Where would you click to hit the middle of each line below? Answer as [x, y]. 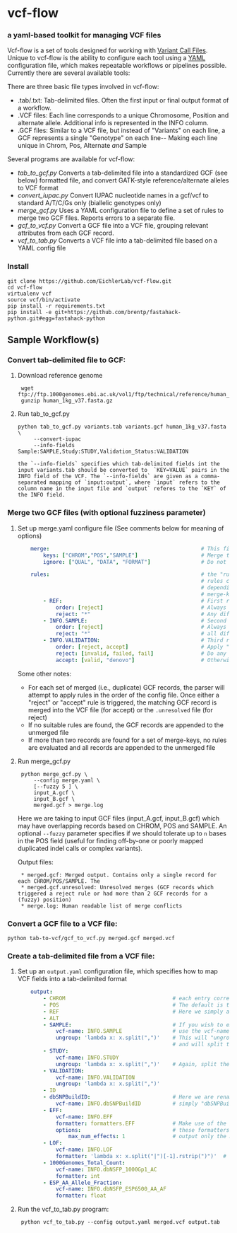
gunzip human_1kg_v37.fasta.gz [67, 401]
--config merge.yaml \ [67, 780]
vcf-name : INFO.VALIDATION [95, 1077]
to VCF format [38, 188]
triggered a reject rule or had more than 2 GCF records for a [113, 893]
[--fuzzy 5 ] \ [56, 787]
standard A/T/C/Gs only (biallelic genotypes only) [90, 203]
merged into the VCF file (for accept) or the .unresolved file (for [120, 710]
